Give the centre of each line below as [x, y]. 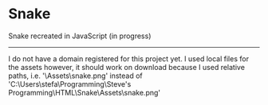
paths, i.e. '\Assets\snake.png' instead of [76, 76]
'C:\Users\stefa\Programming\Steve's [70, 84]
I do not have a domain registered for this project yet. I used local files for [129, 58]
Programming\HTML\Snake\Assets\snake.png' [85, 92]
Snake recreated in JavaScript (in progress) [80, 36]
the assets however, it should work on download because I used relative [127, 67]
